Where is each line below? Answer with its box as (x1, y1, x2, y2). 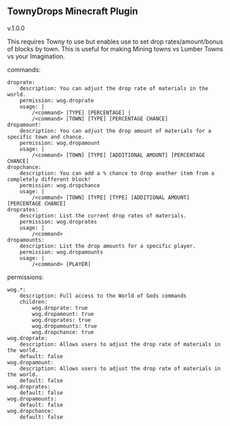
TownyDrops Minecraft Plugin (7, 6, 138, 17)
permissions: (7, 273, 44, 281)
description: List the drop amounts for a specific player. (19, 242, 196, 249)
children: (19, 298, 48, 305)
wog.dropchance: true (32, 328, 95, 335)
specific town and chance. (7, 133, 85, 141)
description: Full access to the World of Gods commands (19, 292, 187, 299)
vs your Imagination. (7, 52, 66, 60)
